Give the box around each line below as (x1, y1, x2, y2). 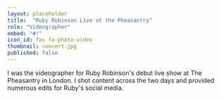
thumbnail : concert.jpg (7, 43, 77, 50)
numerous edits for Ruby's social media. (7, 84, 124, 92)
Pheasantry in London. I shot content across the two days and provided (7, 76, 215, 84)
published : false (7, 50, 58, 57)
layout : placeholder (7, 10, 68, 18)
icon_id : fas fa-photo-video (7, 37, 93, 44)
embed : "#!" (7, 29, 42, 37)
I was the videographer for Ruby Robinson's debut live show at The (7, 68, 203, 77)
